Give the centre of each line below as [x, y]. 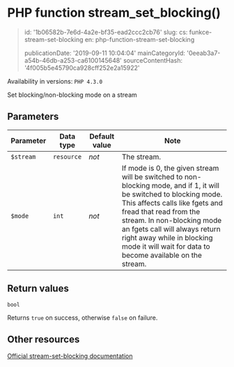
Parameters [33, 117]
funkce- [201, 32]
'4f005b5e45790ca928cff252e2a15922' [82, 68]
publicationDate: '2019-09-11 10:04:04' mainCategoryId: [105, 53]
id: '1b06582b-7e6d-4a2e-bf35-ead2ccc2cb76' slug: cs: [106, 32]
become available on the [162, 255]
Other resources [44, 339]
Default [102, 136]
